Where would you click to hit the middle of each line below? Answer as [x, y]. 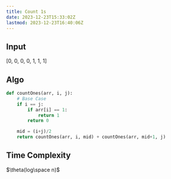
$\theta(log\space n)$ [33, 170]
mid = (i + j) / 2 [34, 132]
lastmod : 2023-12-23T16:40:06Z [45, 23]
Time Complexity [39, 156]
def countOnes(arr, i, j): [39, 93]
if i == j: [30, 104]
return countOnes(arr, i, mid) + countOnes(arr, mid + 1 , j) [91, 137]
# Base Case [31, 98]
